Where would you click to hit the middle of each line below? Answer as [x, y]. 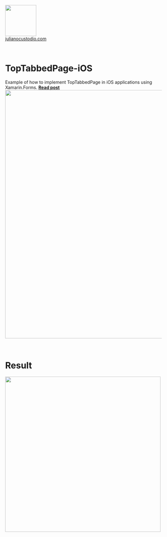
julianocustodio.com [26, 39]
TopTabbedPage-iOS [49, 68]
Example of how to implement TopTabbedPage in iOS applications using [79, 82]
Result [19, 366]
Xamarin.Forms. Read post [33, 87]
